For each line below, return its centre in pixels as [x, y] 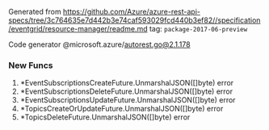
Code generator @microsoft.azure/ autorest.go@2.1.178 [100, 44]
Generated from [35, 12]
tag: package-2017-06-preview [198, 29]
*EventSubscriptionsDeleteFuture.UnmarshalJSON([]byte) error [126, 91]
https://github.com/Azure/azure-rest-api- [132, 12]
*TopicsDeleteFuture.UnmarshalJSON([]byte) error [105, 117]
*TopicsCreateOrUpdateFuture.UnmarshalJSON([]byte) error [122, 109]
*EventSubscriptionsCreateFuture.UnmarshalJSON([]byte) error [127, 83]
